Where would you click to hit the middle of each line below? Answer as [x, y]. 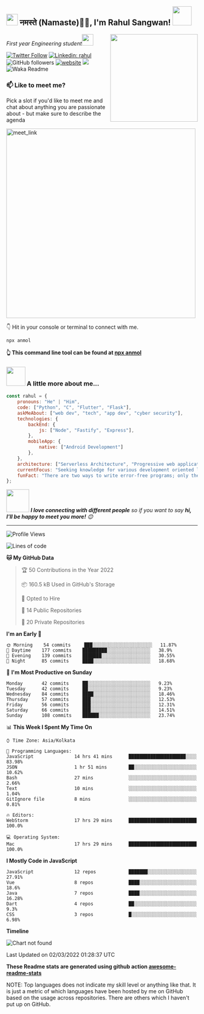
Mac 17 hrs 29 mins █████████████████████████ [102, 844]
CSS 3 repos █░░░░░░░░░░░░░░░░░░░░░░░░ [102, 915]
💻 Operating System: [33, 837]
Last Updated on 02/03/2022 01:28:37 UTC [61, 955]
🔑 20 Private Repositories [53, 622]
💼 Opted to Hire [41, 599]
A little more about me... [63, 383]
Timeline [18, 931]
